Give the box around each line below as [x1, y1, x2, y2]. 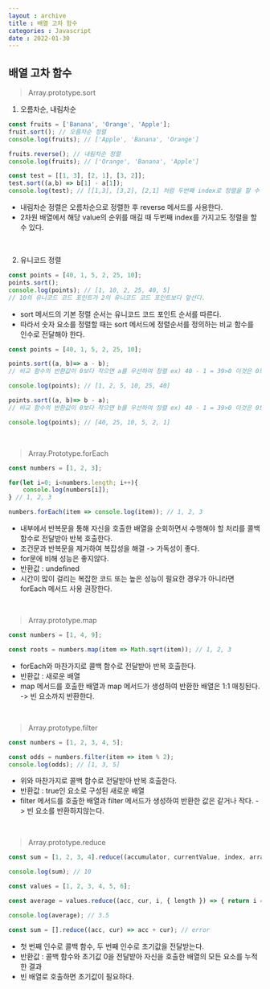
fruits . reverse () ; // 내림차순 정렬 [8, 150, 121, 158]
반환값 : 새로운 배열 [19, 671, 80, 680]
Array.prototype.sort [27, 88, 96, 97]
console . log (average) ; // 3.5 [8, 911, 110, 919]
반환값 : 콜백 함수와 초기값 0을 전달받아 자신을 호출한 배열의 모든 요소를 [19, 951, 243, 961]
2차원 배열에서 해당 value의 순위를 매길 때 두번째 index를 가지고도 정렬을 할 [19, 212, 257, 222]
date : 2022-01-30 [8, 34, 70, 43]
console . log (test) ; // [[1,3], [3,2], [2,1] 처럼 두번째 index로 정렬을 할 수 [8, 187, 260, 195]
